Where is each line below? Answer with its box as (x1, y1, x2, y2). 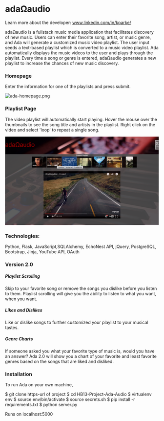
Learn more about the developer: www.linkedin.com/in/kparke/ (5, 20, 132, 25)
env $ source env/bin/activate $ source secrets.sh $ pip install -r (5, 397, 135, 402)
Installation (5, 371, 33, 377)
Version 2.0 (5, 261, 33, 268)
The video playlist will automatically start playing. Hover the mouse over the (5, 116, 157, 122)
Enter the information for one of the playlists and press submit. (5, 84, 131, 89)
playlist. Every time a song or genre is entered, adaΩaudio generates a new (5, 55, 156, 61)
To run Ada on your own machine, (5, 382, 73, 388)
